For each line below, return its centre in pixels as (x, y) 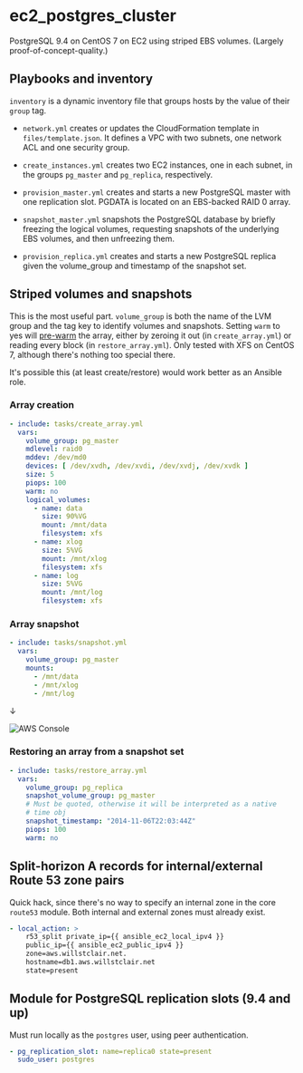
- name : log (56, 575)
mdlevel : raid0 (54, 449)
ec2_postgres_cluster (93, 16)
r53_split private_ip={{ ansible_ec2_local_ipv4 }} (125, 937)
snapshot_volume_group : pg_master (90, 796)
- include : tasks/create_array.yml (76, 424)
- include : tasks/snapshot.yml (68, 643)
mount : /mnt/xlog (74, 558)
